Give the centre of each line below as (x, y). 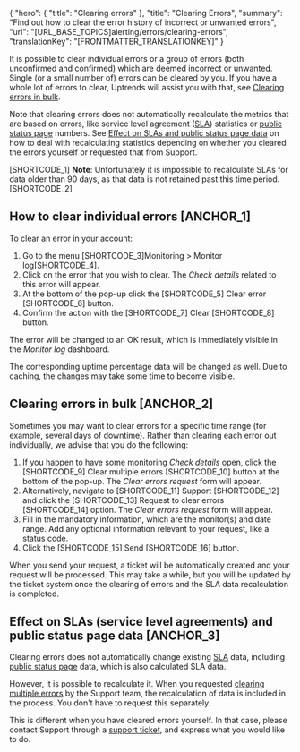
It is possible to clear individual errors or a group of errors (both (127, 59)
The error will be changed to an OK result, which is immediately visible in (144, 339)
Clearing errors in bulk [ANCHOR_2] (111, 404)
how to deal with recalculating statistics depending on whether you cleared (148, 143)
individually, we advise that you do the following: (99, 444)
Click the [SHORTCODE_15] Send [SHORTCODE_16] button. (131, 547)
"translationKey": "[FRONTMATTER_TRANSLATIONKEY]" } (116, 41)
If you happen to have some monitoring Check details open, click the (149, 462)
